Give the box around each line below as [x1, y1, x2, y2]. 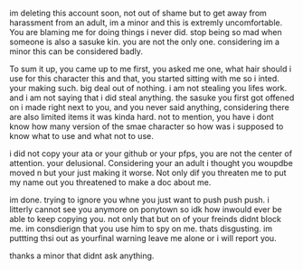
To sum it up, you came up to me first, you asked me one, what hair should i [9, 63, 292, 74]
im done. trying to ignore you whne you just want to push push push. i [9, 194, 270, 205]
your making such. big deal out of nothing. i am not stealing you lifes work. [9, 83, 288, 93]
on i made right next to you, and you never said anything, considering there [9, 102, 289, 112]
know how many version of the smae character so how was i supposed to [9, 121, 284, 132]
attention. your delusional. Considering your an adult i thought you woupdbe [9, 158, 294, 168]
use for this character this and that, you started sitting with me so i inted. [9, 73, 280, 84]
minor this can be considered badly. [9, 46, 143, 57]
